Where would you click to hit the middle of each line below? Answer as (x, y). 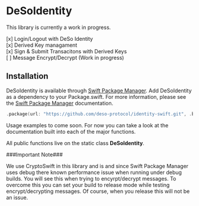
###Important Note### (35, 154)
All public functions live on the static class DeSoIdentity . (75, 143)
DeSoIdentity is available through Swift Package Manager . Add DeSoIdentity (99, 91)
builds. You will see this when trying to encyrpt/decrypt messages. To (91, 178)
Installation (27, 76)
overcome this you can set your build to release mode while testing (88, 185)
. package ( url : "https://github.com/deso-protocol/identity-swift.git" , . (99, 114)
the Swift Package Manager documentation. (60, 103)
